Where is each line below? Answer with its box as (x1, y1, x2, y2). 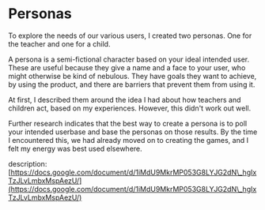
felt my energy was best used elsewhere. (8, 144, 142, 153)
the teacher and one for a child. (8, 39, 111, 48)
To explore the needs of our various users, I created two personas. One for (8, 31, 252, 40)
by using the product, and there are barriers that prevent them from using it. (8, 80, 256, 89)
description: (8, 159, 47, 168)
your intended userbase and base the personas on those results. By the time (8, 127, 258, 137)
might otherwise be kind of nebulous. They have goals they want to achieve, (8, 71, 257, 81)
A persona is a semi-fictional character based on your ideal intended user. (8, 54, 250, 64)
